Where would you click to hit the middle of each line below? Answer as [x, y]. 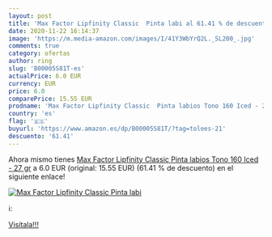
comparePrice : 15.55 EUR [50, 99]
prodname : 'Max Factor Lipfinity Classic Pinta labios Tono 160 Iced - [134, 106]
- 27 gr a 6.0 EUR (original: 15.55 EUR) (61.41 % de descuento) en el [121, 167]
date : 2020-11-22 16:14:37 [54, 31]
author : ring [30, 61]
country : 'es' [32, 114]
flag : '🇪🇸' [28, 121]
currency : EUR [32, 83]
